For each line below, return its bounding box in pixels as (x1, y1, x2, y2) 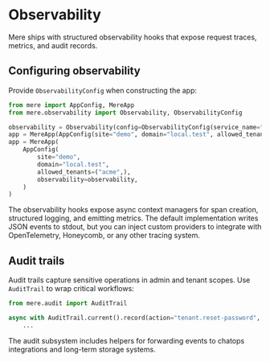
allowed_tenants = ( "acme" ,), (37, 167, 131, 176)
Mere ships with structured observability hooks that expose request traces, (8, 32, 257, 42)
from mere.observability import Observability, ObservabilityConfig (8, 109, 243, 117)
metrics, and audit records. (8, 40, 98, 50)
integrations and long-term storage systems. (8, 344, 156, 354)
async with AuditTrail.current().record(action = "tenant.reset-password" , (8, 314, 261, 322)
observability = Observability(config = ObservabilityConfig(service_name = (8, 123, 261, 131)
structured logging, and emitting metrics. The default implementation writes (8, 213, 259, 223)
